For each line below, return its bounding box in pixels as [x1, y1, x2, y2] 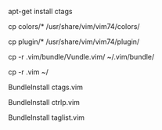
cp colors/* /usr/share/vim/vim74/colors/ [8, 22, 140, 31]
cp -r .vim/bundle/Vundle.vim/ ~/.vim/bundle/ [8, 52, 155, 61]
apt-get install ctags [8, 7, 73, 16]
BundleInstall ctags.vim [8, 82, 84, 92]
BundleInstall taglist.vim [8, 113, 85, 122]
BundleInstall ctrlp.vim [8, 98, 81, 107]
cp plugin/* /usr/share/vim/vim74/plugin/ [8, 37, 140, 46]
